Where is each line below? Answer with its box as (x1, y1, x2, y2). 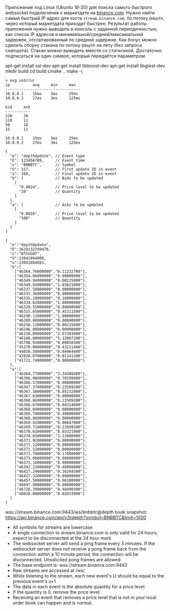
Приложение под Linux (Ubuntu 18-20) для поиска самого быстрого (5, 5, 152, 10)
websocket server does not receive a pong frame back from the (12, 546, 146, 552)
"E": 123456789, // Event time (10, 158, 85, 163)
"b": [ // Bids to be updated (10, 176, 103, 181)
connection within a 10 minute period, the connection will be (12, 551, 139, 557)
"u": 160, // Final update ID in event (10, 171, 117, 176)
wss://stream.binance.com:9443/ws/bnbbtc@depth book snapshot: (5, 509, 148, 515)
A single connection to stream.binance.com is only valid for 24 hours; (12, 530, 158, 535)
